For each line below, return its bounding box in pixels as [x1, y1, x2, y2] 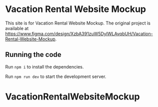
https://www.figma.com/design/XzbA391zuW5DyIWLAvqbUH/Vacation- [5, 30, 153, 36]
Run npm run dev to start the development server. [5, 73, 106, 79]
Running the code [5, 50, 61, 59]
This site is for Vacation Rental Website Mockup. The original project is [5, 20, 151, 26]
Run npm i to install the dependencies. [5, 63, 84, 69]
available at [5, 25, 29, 31]
